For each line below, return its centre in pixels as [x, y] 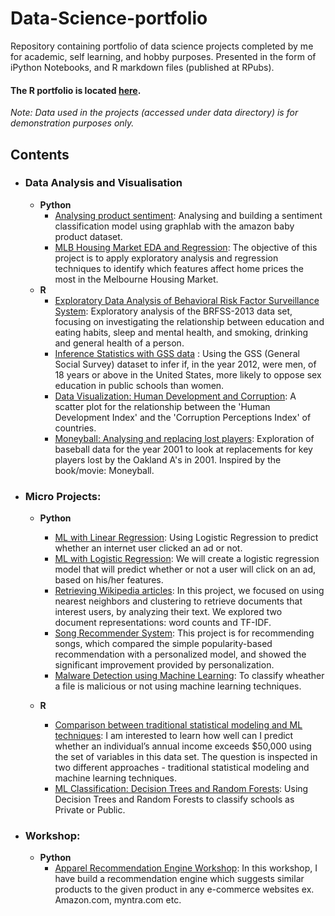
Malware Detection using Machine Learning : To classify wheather [189, 676]
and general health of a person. [119, 343]
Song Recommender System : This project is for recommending [184, 633]
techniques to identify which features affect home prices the [179, 268]
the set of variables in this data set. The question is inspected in [186, 757]
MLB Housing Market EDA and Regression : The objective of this [186, 247]
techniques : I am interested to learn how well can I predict [174, 736]
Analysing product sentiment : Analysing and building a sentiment [188, 215]
